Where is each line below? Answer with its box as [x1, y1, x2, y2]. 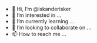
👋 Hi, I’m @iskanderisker [11, 6, 71, 12]
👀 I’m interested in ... [11, 12, 62, 19]
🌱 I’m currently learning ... [11, 18, 75, 24]
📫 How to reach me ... [11, 31, 66, 37]
